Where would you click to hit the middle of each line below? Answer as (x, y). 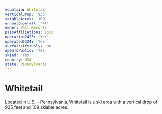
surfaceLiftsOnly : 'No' (29, 46)
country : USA (18, 60)
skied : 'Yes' (18, 55)
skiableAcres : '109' (26, 19)
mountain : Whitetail (26, 10)
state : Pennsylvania (26, 64)
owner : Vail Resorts (26, 28)
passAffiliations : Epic (29, 32)
